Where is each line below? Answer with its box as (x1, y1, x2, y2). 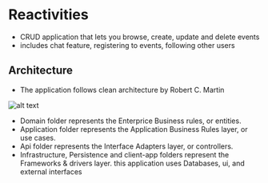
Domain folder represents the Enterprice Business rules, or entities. (19, 116, 242, 125)
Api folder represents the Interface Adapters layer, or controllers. (19, 141, 234, 151)
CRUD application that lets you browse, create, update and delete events (19, 32, 260, 42)
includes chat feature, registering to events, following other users (19, 40, 235, 50)
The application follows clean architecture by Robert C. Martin (19, 85, 225, 94)
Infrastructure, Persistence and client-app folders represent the (19, 149, 230, 159)
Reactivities (8, 6, 90, 24)
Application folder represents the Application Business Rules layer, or (19, 124, 248, 133)
